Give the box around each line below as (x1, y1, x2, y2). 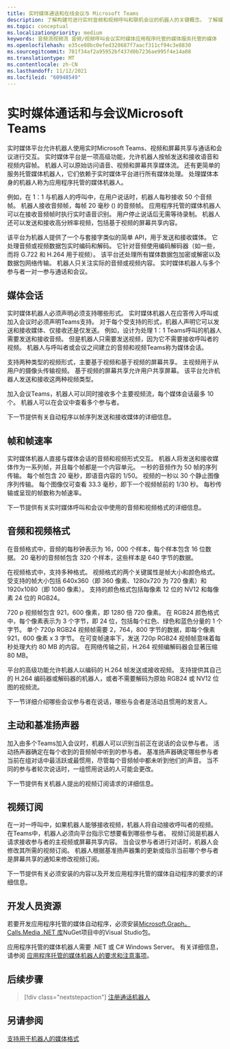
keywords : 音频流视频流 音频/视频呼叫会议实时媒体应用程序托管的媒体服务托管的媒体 (7, 36, 218, 43)
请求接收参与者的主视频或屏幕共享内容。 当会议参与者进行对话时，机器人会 (7, 838, 219, 846)
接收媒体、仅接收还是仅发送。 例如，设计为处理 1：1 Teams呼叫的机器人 (18, 327, 222, 335)
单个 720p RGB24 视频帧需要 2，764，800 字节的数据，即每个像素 (26, 625, 216, 633)
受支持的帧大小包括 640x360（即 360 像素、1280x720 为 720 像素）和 (7, 576, 207, 585)
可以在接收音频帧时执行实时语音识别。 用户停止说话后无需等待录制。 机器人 (7, 210, 220, 218)
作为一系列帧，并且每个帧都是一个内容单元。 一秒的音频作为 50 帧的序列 (12, 462, 218, 471)
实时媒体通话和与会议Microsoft (7, 106, 183, 121)
